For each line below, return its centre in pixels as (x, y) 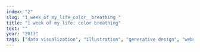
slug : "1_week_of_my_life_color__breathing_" (63, 17)
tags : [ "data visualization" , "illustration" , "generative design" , (93, 39)
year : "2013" (22, 34)
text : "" (17, 28)
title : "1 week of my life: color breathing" (63, 23)
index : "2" (20, 12)
